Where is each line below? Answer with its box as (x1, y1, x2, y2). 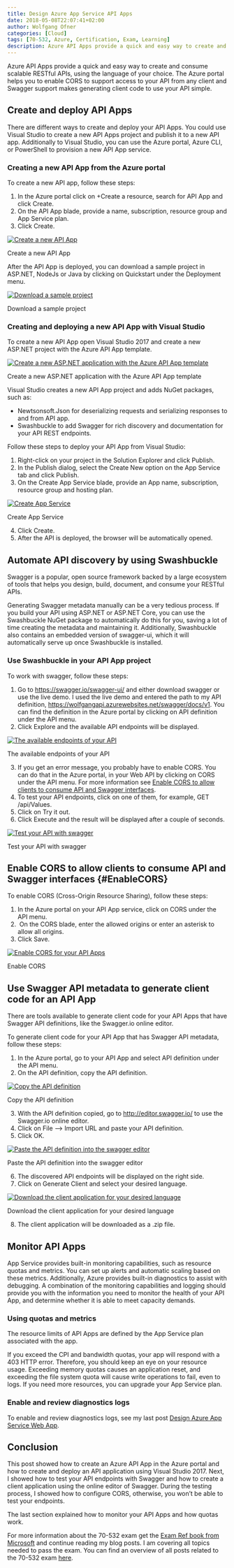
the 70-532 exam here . (7, 1553, 73, 1562)
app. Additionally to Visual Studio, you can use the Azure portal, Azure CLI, (7, 138, 223, 146)
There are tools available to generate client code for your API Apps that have (7, 1012, 228, 1021)
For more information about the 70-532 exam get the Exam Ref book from (7, 1532, 219, 1540)
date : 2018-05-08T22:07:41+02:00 (7, 17, 105, 24)
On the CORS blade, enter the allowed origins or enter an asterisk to (19, 920, 215, 928)
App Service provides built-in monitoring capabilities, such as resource (7, 1259, 212, 1267)
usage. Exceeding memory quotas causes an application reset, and (7, 1365, 201, 1374)
